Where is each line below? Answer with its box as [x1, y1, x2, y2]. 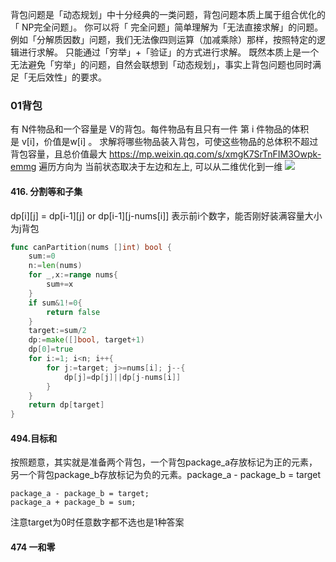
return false [46, 307, 101, 317]
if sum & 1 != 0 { [28, 298, 83, 308]
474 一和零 [10, 541, 56, 553]
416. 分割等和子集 [10, 185, 83, 197]
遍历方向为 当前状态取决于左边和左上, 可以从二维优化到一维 [38, 161, 283, 173]
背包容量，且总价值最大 [10, 148, 107, 160]
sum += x [46, 279, 74, 289]
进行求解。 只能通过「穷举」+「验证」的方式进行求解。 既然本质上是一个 [18, 46, 320, 58]
